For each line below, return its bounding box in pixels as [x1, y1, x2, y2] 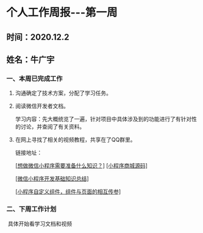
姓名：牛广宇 [6, 54, 55, 65]
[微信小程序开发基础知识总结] [15, 175, 90, 182]
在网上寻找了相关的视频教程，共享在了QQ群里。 [15, 136, 136, 144]
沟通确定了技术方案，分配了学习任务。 [15, 89, 112, 97]
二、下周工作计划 [6, 205, 57, 213]
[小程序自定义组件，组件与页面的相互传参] [15, 188, 121, 196]
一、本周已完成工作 [6, 74, 63, 83]
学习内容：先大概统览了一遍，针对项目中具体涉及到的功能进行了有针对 [15, 116, 192, 123]
